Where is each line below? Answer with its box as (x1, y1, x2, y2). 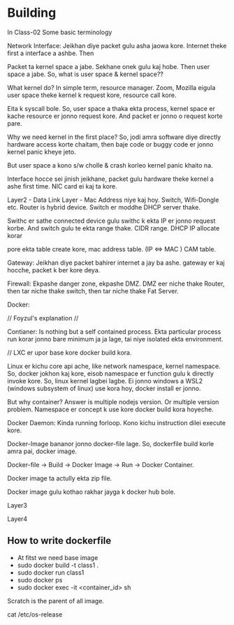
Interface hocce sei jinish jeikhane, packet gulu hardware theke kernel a (7, 175, 214, 183)
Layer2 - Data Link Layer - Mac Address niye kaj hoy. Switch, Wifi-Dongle (7, 196, 219, 204)
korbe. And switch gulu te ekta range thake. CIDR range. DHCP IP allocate (7, 223, 220, 232)
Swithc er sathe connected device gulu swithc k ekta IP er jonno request (7, 216, 216, 225)
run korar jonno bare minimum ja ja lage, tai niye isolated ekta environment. (7, 334, 224, 343)
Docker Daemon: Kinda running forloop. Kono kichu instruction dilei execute (7, 418, 226, 427)
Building (7, 5, 57, 21)
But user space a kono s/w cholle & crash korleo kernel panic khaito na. (7, 161, 213, 169)
